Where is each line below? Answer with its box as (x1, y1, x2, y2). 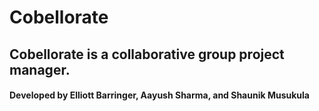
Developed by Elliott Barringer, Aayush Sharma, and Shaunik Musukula (9, 89, 310, 101)
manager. (9, 61, 71, 78)
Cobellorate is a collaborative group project (9, 46, 285, 63)
